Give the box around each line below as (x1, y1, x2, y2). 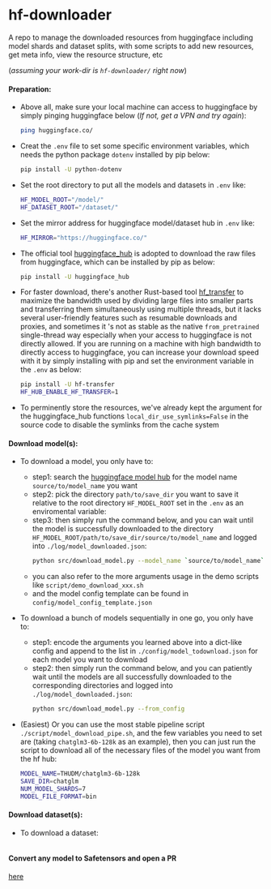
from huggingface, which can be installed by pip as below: (19, 257, 216, 267)
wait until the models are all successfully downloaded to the (32, 672, 232, 682)
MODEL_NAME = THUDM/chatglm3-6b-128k (19, 770, 141, 778)
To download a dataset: (19, 827, 99, 837)
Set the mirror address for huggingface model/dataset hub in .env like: (19, 217, 255, 228)
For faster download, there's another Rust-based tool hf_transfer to (19, 287, 244, 297)
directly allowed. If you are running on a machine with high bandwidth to (19, 339, 261, 349)
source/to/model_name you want (32, 481, 138, 491)
